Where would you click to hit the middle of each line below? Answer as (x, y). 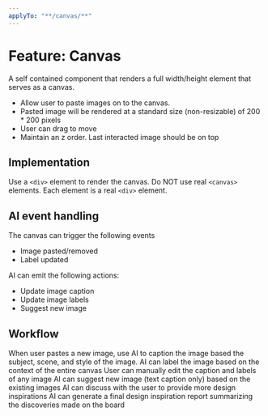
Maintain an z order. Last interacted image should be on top (119, 137)
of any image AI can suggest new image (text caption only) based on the (130, 379)
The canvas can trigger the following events (82, 236)
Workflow (34, 334)
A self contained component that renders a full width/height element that (130, 79)
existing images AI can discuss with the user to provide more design (122, 388)
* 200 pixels (40, 120)
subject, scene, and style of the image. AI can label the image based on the (134, 362)
